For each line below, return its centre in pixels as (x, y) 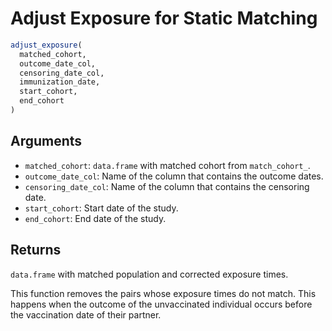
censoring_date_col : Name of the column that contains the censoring (167, 186)
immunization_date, (60, 82)
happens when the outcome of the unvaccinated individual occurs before (161, 304)
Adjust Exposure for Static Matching (164, 18)
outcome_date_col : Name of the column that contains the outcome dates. (174, 176)
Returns (36, 250)
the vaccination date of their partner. (86, 314)
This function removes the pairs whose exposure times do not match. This (163, 293)
